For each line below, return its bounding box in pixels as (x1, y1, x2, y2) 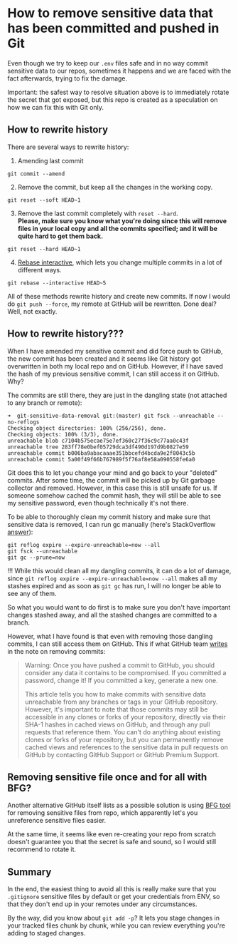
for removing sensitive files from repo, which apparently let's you (7, 809, 198, 817)
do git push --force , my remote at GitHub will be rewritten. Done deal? (7, 299, 217, 308)
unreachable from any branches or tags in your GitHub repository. (24, 697, 218, 706)
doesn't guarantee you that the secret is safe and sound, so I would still (7, 838, 217, 846)
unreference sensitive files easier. (7, 816, 107, 825)
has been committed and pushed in (7, 20, 220, 36)
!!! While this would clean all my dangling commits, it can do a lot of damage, (7, 566, 232, 575)
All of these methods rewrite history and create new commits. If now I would (7, 292, 231, 300)
